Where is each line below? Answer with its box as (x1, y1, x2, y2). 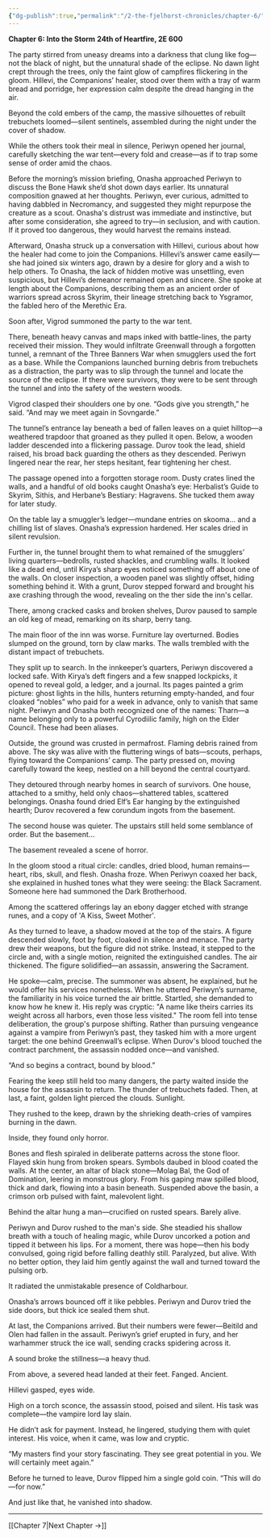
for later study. (8, 498, 57, 508)
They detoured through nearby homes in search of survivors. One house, (8, 779, 252, 789)
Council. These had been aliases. (8, 723, 119, 732)
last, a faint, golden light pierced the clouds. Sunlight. (8, 1093, 186, 1102)
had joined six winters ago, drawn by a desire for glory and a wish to (22, 257, 250, 267)
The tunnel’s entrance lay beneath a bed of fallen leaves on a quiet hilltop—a (8, 423, 263, 432)
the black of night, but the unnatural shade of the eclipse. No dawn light (21, 58, 260, 68)
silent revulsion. (8, 531, 61, 541)
